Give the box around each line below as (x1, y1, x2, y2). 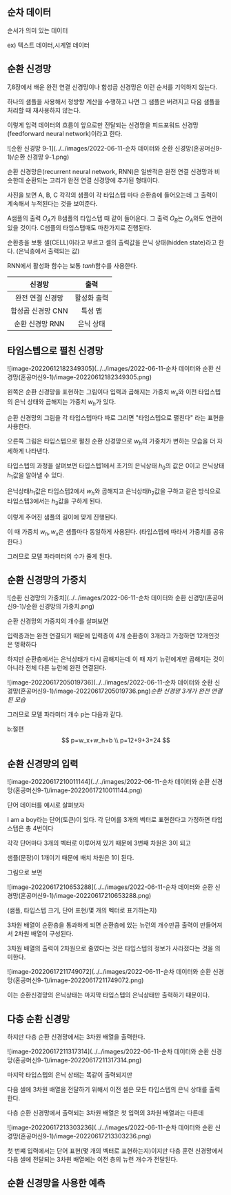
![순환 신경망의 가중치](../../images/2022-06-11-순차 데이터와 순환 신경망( (7, 593, 207, 602)
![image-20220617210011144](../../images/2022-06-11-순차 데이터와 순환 (7, 778, 210, 786)
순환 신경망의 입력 (7, 758, 79, 769)
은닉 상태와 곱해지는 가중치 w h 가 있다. (14, 398, 117, 408)
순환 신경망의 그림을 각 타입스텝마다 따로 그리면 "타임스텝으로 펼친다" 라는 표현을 (7, 413, 225, 421)
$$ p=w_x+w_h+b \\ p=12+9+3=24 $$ (61, 736, 171, 745)
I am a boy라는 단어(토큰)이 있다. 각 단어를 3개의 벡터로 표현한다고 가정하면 (7, 816, 210, 824)
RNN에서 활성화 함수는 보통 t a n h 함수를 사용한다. (7, 262, 138, 270)
